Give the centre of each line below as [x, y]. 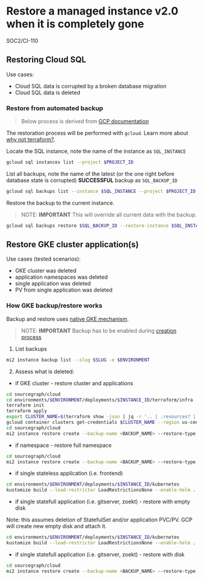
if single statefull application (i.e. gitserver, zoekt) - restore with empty [102, 502]
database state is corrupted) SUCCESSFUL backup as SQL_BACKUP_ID [92, 180]
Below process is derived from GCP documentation [85, 122]
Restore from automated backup [55, 108]
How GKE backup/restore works [54, 305]
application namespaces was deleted [61, 277]
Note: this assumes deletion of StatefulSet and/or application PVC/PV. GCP [99, 520]
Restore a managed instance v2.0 [92, 11]
